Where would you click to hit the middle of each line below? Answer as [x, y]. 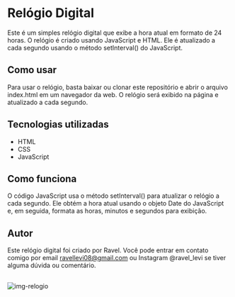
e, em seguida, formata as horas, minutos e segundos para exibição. [107, 211]
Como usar [32, 70]
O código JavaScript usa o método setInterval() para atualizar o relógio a [113, 196]
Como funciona [42, 179]
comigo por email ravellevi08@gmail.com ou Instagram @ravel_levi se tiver [117, 258]
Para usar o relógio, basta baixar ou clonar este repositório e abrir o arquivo [118, 87]
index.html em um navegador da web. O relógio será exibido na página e [113, 94]
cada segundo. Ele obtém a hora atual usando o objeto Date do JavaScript [116, 203]
